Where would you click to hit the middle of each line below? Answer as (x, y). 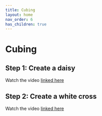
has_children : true (26, 24)
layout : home (19, 15)
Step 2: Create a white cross (51, 96)
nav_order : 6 (19, 19)
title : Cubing (20, 10)
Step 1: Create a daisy (40, 68)
